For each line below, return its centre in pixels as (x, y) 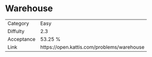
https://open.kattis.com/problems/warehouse (92, 47)
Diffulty (16, 31)
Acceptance (22, 39)
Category (18, 23)
